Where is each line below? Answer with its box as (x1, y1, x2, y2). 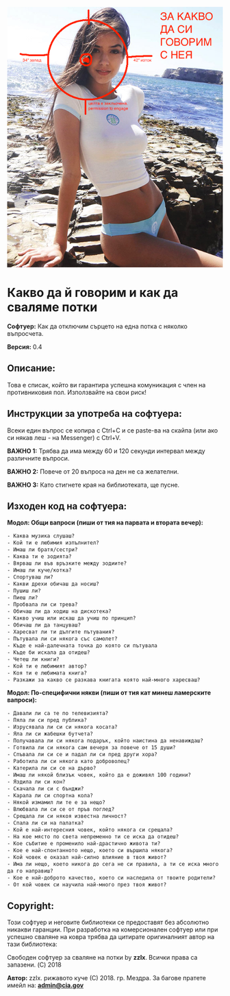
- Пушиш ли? (7, 587, 41, 594)
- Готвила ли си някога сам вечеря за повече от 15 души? (7, 744, 176, 751)
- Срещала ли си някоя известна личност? (7, 813, 127, 820)
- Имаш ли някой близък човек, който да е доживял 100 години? (7, 772, 192, 779)
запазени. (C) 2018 (7, 960, 62, 969)
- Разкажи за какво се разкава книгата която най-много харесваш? (7, 677, 201, 683)
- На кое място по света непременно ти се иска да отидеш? (7, 834, 179, 840)
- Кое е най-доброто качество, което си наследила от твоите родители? (7, 875, 216, 882)
